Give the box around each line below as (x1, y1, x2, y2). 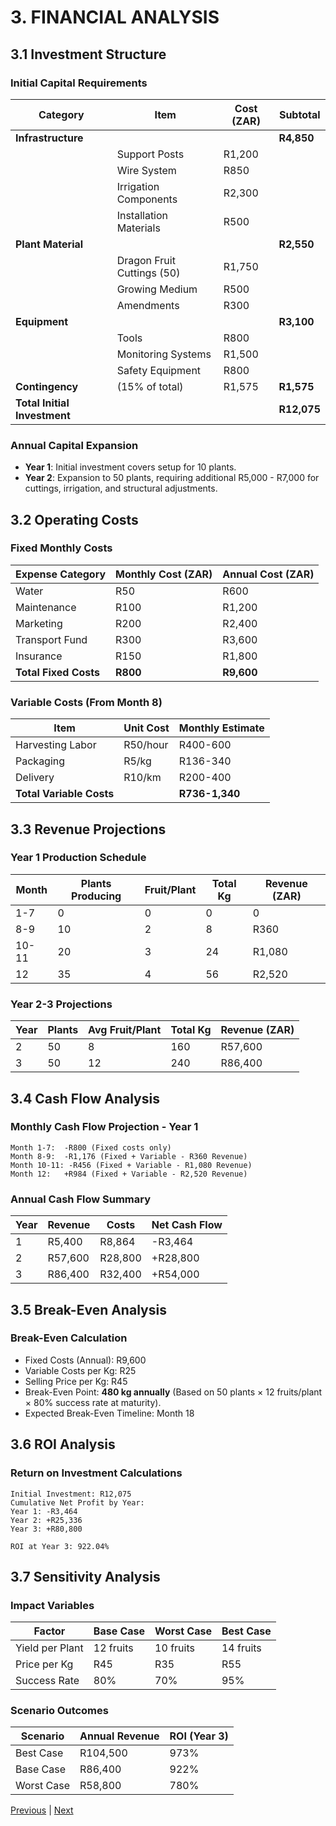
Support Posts (116, 147, 185, 161)
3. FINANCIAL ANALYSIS (10, 6, 220, 29)
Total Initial (15, 396, 70, 410)
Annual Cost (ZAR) (222, 567, 315, 581)
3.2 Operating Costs (10, 511, 139, 528)
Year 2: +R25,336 (10, 1515, 83, 1525)
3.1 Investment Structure (10, 46, 167, 63)
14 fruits (221, 1641, 262, 1655)
